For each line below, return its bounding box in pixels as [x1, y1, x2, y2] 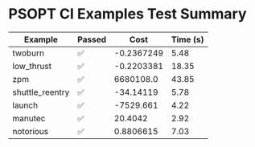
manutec [12, 112, 46, 124]
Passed [77, 34, 107, 45]
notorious [12, 125, 49, 137]
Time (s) [171, 34, 204, 45]
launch [12, 100, 39, 111]
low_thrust [12, 60, 52, 71]
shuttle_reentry [12, 86, 70, 97]
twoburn [12, 47, 44, 59]
